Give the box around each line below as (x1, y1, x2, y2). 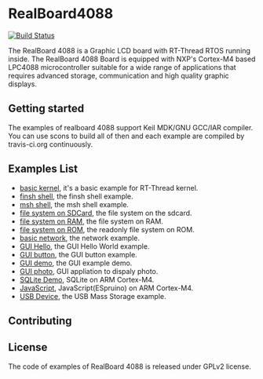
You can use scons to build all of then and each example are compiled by (8, 131, 245, 140)
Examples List (8, 162, 79, 176)
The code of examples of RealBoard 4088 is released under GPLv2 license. (8, 362, 251, 371)
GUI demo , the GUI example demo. (19, 258, 133, 268)
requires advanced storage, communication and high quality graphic (8, 71, 229, 80)
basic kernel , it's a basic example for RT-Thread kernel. (19, 183, 199, 192)
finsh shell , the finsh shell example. (19, 191, 133, 201)
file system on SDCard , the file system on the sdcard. (19, 208, 192, 217)
